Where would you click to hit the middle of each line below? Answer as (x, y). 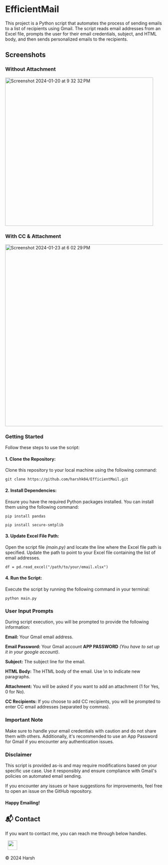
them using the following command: (42, 507)
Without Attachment (30, 69)
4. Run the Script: (24, 578)
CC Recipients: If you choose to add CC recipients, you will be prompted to (83, 701)
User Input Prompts (29, 611)
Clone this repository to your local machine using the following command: (81, 470)
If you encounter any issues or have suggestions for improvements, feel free (84, 786)
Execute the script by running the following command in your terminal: (77, 589)
